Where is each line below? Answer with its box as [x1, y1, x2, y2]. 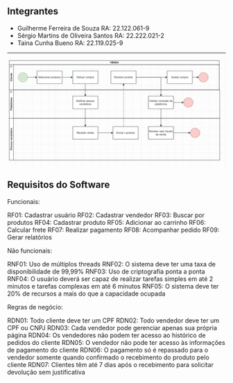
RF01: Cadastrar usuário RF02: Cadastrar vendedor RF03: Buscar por [7, 211, 205, 219]
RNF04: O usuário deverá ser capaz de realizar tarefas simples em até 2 [7, 274, 214, 283]
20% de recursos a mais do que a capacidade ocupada [7, 289, 166, 298]
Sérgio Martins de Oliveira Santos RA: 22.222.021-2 [17, 31, 165, 40]
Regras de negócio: [7, 303, 63, 311]
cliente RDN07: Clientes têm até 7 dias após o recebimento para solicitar [7, 360, 214, 368]
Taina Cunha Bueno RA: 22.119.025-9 [17, 38, 123, 47]
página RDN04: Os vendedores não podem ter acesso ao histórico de [7, 331, 206, 339]
